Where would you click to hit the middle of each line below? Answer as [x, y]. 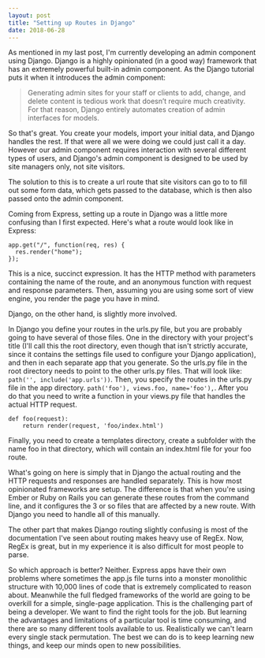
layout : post [30, 15]
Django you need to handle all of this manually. [84, 515]
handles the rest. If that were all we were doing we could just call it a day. [127, 142]
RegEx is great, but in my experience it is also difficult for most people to [126, 546]
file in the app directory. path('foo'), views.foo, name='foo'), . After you [128, 388]
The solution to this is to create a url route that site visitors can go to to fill [128, 182]
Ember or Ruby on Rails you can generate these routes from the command [129, 498]
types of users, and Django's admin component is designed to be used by [128, 158]
